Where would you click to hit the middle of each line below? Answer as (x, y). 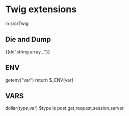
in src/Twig (17, 23)
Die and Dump (28, 39)
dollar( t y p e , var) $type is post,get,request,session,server (64, 108)
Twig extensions (41, 9)
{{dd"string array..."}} (28, 51)
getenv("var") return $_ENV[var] (39, 80)
